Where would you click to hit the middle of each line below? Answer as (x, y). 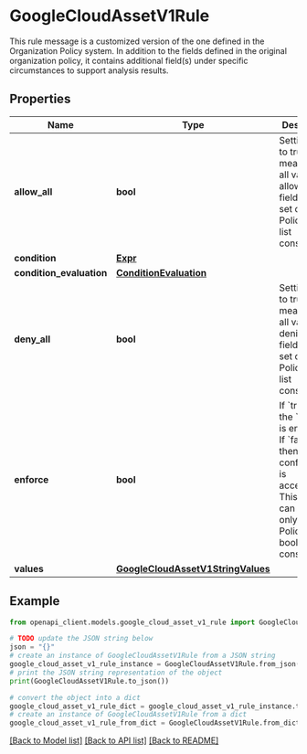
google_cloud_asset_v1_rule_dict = (77, 706)
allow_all (33, 191)
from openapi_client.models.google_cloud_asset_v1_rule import (132, 622)
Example (35, 601)
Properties (40, 99)
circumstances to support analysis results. (89, 70)
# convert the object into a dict (75, 697)
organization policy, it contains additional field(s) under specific (129, 60)
